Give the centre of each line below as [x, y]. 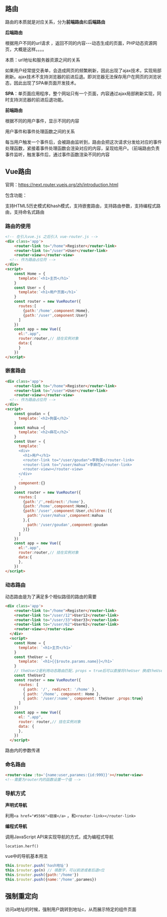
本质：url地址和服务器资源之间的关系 [43, 60]
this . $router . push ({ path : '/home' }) [42, 875]
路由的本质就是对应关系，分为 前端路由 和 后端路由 [55, 22]
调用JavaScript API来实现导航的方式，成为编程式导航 [59, 837]
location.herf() [22, 846]
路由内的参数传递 [23, 750]
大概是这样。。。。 [30, 49]
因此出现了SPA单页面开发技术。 [46, 83]
